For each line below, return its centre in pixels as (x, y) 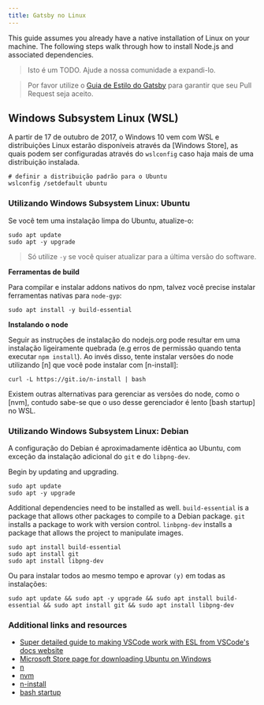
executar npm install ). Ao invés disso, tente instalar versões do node (121, 356)
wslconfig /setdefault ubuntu (58, 184)
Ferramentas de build (44, 272)
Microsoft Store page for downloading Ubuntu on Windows (115, 659)
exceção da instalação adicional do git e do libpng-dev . (99, 457)
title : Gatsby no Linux (47, 15)
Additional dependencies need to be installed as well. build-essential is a (129, 508)
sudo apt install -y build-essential (70, 310)
